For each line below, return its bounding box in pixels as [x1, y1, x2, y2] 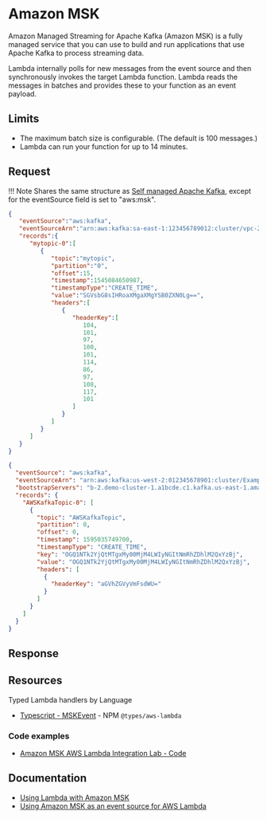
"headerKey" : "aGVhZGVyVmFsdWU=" [50, 580, 161, 589]
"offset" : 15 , [50, 269, 94, 278]
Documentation [8, 771, 87, 786]
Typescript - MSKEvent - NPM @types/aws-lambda [19, 711, 182, 720]
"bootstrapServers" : [15, 484, 83, 492]
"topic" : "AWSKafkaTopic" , [37, 514, 126, 522]
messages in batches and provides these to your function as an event [8, 81, 237, 90]
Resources [8, 674, 63, 687]
